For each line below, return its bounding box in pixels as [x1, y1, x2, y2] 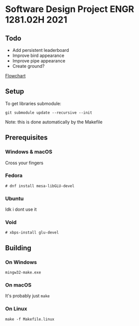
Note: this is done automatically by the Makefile [5, 119, 103, 125]
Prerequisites [5, 133, 48, 142]
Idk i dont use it [5, 206, 37, 213]
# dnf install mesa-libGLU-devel [5, 183, 75, 188]
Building [5, 244, 31, 252]
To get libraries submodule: [5, 100, 61, 106]
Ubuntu [5, 195, 24, 202]
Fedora [5, 172, 23, 179]
